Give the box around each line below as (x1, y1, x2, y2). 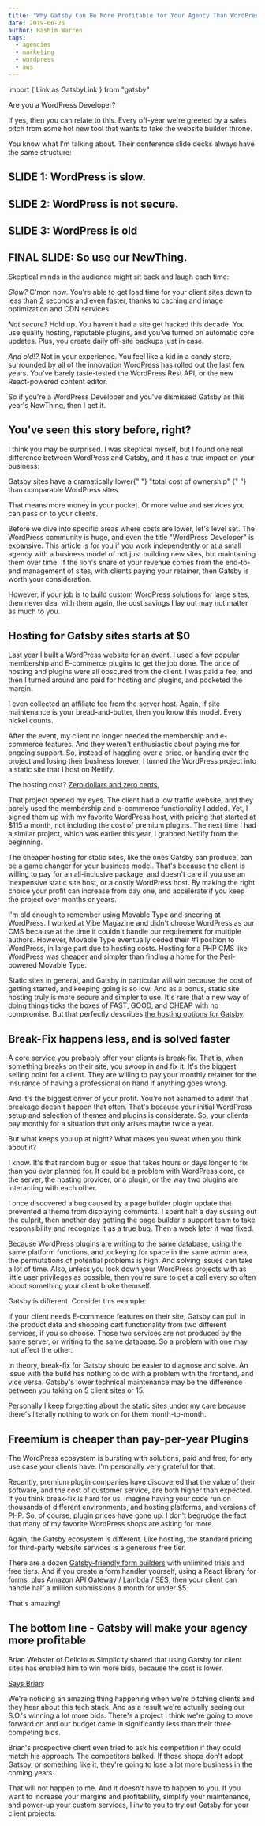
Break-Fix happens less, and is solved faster (8, 1032, 230, 1046)
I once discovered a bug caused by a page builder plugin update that (8, 1198, 233, 1208)
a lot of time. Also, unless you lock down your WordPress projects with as (8, 1264, 247, 1273)
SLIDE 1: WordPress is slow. (8, 171, 146, 184)
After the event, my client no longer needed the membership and (8, 731, 218, 741)
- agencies (15, 41, 51, 49)
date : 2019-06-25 (8, 19, 65, 27)
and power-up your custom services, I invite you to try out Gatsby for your (8, 1800, 249, 1809)
